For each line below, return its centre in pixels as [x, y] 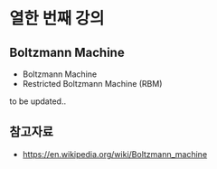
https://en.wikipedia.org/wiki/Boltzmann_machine [115, 154]
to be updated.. [38, 101]
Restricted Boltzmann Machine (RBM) [92, 84]
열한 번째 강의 [57, 19]
